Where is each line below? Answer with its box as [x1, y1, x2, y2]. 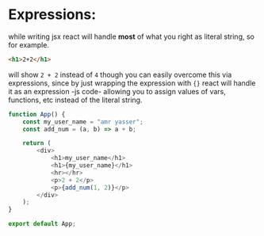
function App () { [8, 110, 66, 118]
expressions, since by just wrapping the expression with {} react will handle [8, 78, 256, 88]
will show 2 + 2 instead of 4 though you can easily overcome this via [8, 70, 232, 79]
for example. [8, 40, 50, 49]
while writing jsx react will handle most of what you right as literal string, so [8, 32, 255, 41]
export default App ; [8, 220, 77, 228]
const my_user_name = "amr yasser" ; [22, 117, 144, 126]
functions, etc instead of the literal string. [8, 95, 143, 105]
